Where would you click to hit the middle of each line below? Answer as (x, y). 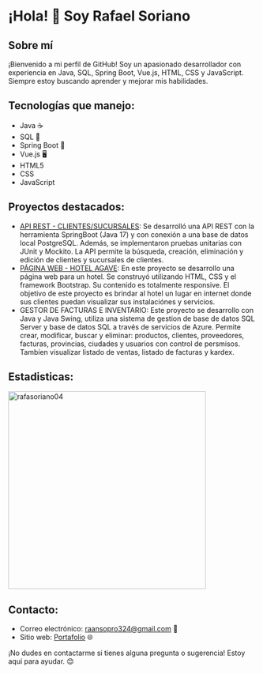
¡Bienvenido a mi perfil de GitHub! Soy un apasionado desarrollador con (125, 64)
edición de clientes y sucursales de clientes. (92, 259)
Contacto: (34, 610)
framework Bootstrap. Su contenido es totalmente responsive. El (124, 284)
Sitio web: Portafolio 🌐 (56, 637)
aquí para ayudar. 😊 (41, 661)
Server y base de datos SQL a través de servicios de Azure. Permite (130, 326)
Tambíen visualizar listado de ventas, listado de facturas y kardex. (127, 352)
